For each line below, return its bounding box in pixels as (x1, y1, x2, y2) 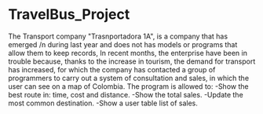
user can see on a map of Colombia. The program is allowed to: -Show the (8, 81, 249, 91)
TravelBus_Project (8, 6, 130, 24)
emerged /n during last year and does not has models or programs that (8, 39, 238, 49)
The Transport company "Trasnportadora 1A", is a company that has (8, 31, 228, 41)
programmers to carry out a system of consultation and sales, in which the (8, 73, 250, 83)
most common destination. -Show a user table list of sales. (8, 98, 198, 108)
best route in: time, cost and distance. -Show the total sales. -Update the (8, 90, 243, 99)
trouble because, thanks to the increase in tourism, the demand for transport (8, 57, 256, 66)
